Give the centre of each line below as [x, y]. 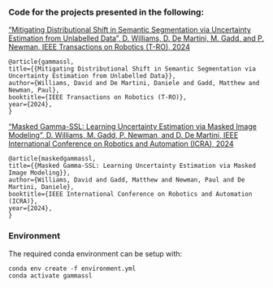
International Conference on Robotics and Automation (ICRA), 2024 [121, 144]
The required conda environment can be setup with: [95, 253]
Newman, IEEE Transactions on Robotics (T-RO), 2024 [100, 47]
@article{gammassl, [41, 62]
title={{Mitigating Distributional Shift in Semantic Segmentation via [132, 69]
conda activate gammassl [50, 275]
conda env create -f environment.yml [72, 269]
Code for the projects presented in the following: [106, 12]
